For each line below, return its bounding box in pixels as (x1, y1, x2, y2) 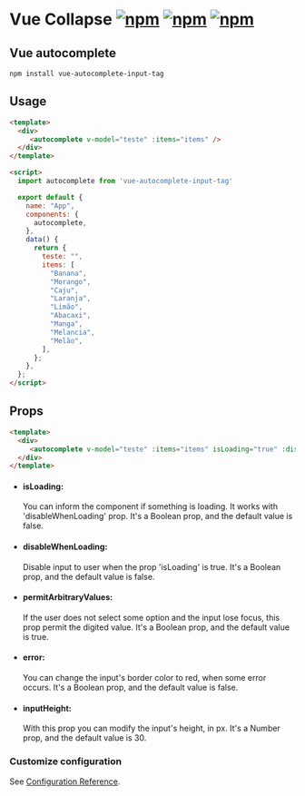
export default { (17, 192, 84, 201)
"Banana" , (49, 269, 88, 278)
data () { (25, 235, 59, 244)
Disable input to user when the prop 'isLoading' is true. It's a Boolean (22, 561, 281, 572)
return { (33, 243, 67, 253)
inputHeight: (22, 703, 72, 713)
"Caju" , (49, 286, 79, 295)
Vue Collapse (9, 9, 113, 30)
